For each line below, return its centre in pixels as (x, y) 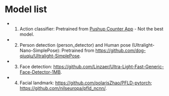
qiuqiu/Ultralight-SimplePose (50, 56)
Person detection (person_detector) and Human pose (75, 45)
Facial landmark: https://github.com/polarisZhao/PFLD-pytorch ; (86, 83)
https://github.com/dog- (121, 50)
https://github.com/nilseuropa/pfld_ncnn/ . (63, 88)
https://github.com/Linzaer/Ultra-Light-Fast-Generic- (109, 67)
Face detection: (36, 67)
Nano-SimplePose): (40, 50)
